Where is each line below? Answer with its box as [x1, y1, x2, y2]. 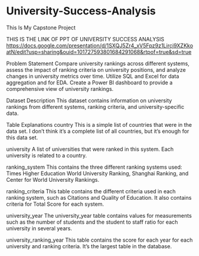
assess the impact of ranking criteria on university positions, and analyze [6, 66, 186, 73]
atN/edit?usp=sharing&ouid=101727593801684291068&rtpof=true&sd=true [6, 48, 192, 55]
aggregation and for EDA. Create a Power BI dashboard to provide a [6, 79, 173, 86]
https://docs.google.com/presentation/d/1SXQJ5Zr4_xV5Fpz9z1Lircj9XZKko [6, 42, 193, 49]
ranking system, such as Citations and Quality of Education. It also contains [6, 194, 192, 201]
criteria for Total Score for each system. [6, 200, 105, 208]
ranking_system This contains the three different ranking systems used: [6, 163, 182, 170]
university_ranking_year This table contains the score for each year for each [6, 236, 193, 243]
